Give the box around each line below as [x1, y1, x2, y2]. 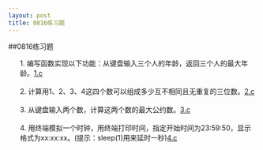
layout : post [8, 11, 51, 20]
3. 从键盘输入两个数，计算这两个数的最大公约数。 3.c [19, 104, 191, 114]
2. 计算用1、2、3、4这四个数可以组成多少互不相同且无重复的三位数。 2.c [19, 86, 255, 96]
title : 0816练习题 [8, 19, 66, 27]
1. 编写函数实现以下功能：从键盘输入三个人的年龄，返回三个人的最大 [19, 58, 242, 68]
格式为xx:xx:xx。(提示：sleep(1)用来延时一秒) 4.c [19, 133, 178, 142]
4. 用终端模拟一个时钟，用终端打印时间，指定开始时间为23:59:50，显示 [19, 123, 251, 133]
